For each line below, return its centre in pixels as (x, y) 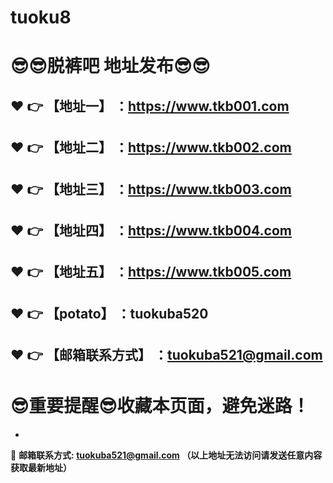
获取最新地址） (41, 468)
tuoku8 (41, 17)
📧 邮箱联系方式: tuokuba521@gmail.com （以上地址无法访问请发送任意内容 (166, 455)
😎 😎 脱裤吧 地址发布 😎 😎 (110, 66)
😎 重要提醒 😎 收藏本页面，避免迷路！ (160, 406)
